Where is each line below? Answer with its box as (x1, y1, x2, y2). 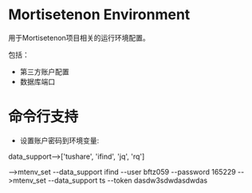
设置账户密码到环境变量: (19, 136, 100, 145)
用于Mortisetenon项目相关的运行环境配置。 (8, 33, 150, 42)
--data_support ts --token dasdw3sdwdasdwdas (47, 175, 208, 185)
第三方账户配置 (19, 66, 69, 77)
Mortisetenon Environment (8, 6, 191, 24)
